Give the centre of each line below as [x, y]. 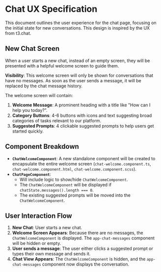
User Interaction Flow [39, 216]
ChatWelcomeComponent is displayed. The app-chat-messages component [83, 238]
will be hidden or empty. [37, 243]
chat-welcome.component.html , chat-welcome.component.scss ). [74, 169]
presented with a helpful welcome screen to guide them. [62, 66]
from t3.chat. [18, 33]
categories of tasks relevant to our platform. [57, 120]
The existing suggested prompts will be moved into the [75, 195]
